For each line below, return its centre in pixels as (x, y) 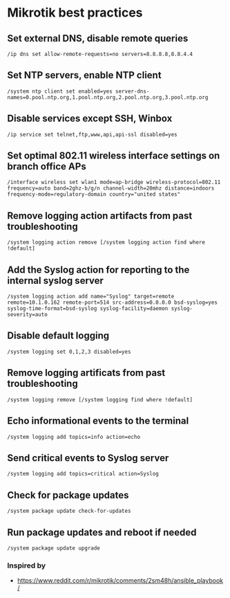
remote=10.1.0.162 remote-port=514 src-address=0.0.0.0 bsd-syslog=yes (112, 302)
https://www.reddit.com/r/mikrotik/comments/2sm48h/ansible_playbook (120, 581)
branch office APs (47, 166)
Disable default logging (58, 336)
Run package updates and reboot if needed (102, 532)
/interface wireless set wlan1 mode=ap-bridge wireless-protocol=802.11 (114, 182)
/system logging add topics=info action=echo (74, 437)
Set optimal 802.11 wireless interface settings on (114, 156)
